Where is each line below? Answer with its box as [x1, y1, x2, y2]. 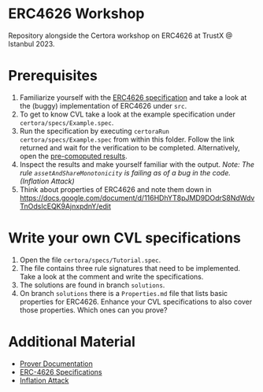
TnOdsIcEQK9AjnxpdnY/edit [19, 202, 112, 211]
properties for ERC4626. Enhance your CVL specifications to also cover [19, 297, 253, 306]
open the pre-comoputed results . [19, 151, 128, 161]
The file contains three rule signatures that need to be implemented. [19, 263, 240, 272]
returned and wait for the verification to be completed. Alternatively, [19, 142, 240, 152]
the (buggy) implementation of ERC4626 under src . [19, 101, 187, 110]
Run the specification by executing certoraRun [19, 126, 169, 135]
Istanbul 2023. [8, 39, 55, 48]
